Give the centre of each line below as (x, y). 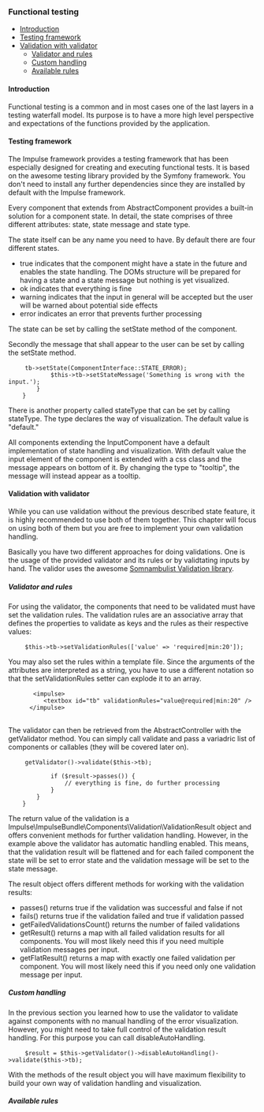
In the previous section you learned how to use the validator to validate (123, 1013)
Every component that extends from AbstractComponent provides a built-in (131, 207)
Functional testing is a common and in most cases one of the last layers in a (131, 106)
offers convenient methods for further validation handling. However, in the (128, 835)
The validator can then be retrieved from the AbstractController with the (125, 730)
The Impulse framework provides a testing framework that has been (119, 159)
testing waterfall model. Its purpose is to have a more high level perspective (131, 115)
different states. (34, 248)
